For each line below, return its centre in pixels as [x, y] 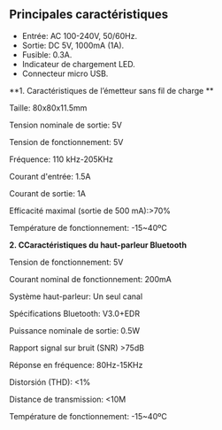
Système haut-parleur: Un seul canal [76, 296]
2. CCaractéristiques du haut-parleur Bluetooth [98, 245]
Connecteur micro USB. [65, 73]
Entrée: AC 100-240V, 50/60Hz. [80, 35]
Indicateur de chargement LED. [78, 64]
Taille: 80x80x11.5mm [48, 107]
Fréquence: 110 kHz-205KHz [61, 159]
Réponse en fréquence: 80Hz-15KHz [76, 365]
